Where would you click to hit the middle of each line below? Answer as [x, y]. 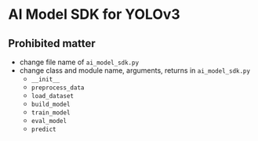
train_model [51, 113]
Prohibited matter [52, 43]
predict [44, 129]
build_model [51, 104]
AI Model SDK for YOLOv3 [94, 14]
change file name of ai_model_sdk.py [79, 62]
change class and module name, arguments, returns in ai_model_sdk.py [135, 70]
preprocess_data [58, 88]
